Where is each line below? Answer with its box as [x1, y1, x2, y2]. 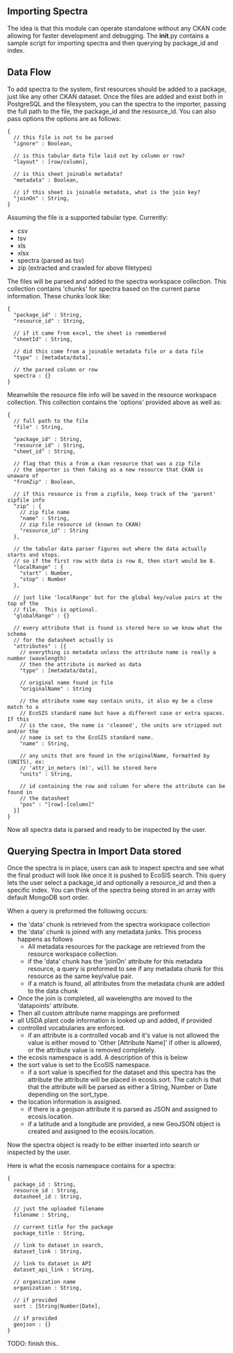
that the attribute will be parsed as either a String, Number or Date [27, 1083, 218, 1091]
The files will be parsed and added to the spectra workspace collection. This [7, 277, 227, 285]
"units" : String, [19, 770, 73, 778]
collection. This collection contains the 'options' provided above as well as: [7, 398, 223, 406]
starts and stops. [7, 551, 61, 559]
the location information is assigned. [17, 1098, 122, 1106]
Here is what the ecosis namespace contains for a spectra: [7, 1162, 176, 1170]
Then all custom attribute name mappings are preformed [17, 1009, 179, 1018]
